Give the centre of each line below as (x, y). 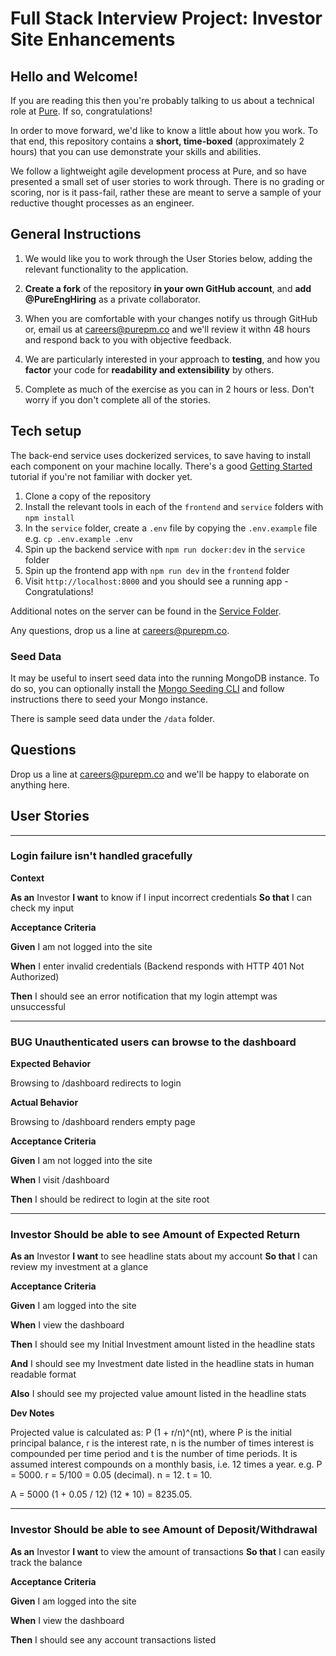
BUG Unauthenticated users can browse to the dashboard (153, 1042)
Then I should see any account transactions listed (113, 1639)
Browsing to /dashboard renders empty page (103, 1122)
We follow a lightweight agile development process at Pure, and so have (158, 171)
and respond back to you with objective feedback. (128, 339)
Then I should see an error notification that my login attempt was (144, 996)
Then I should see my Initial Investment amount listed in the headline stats (163, 1344)
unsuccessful (38, 1006)
